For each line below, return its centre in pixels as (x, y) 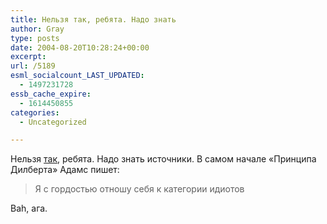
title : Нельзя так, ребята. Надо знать (93, 19)
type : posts (35, 38)
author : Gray (37, 29)
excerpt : (28, 57)
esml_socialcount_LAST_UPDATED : (77, 76)
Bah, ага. (29, 208)
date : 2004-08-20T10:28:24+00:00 (80, 47)
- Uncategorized (53, 122)
